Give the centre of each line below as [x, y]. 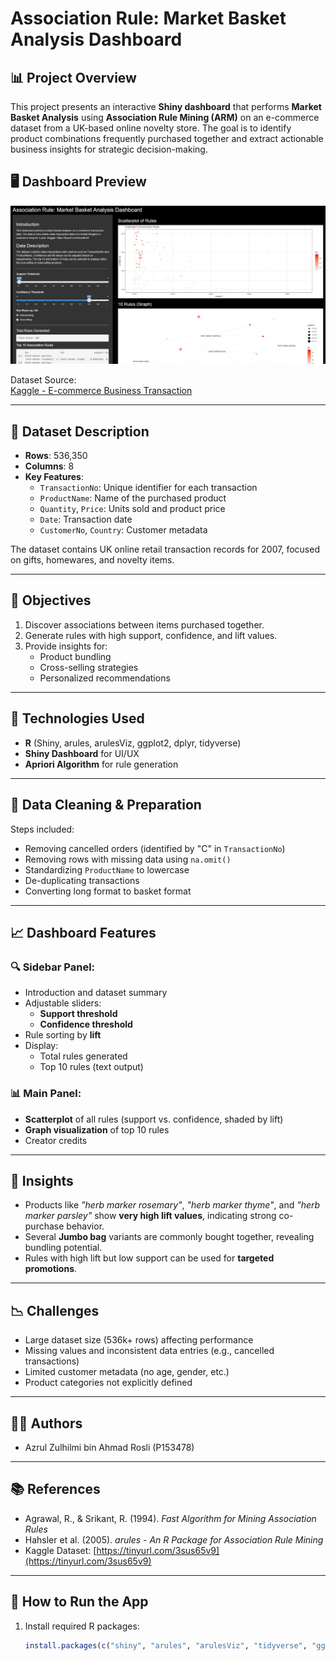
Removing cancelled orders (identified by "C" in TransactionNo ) [155, 848]
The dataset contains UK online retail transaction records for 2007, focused [165, 549]
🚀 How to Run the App [79, 1602]
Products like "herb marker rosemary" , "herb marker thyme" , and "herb [172, 1205]
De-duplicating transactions [82, 880]
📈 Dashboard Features [83, 932]
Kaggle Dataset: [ [60, 1550]
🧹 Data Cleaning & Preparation [106, 805]
